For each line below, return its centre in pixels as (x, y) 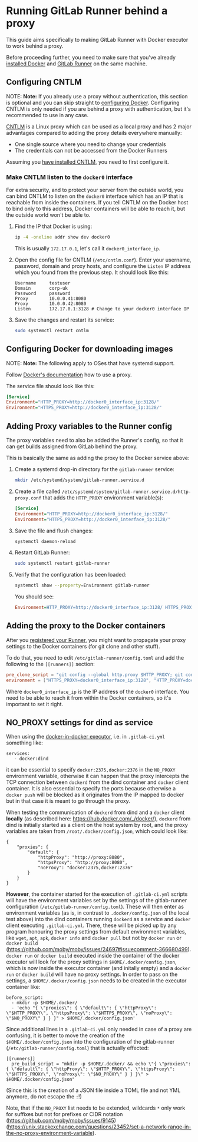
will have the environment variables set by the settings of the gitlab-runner (97, 901)
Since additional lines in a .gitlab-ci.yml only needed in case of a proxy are (99, 1030)
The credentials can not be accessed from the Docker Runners (91, 150)
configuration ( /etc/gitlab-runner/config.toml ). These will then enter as (95, 907)
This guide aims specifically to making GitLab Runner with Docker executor (97, 39)
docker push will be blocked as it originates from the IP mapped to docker (95, 795)
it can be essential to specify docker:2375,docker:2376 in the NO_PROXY (91, 770)
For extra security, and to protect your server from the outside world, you (95, 190)
